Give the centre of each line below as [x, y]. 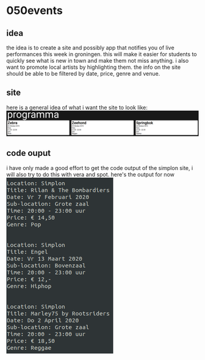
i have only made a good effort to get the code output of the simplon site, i [100, 168]
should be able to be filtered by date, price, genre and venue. [83, 73]
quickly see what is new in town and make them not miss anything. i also [98, 61]
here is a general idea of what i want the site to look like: [77, 107]
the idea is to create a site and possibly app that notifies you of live [91, 48]
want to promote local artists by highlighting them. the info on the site [94, 67]
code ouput [28, 153]
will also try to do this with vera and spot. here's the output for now [91, 174]
